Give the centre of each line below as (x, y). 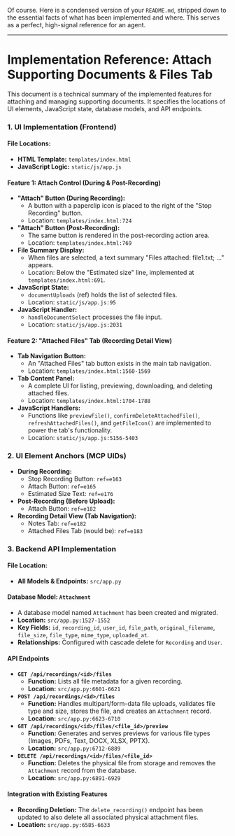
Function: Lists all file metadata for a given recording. (105, 681)
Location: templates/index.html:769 (80, 243)
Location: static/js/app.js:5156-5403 (83, 438)
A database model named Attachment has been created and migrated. (117, 613)
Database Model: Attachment (49, 597)
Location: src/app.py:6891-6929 (74, 778)
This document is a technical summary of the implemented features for (109, 94)
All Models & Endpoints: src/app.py (69, 581)
